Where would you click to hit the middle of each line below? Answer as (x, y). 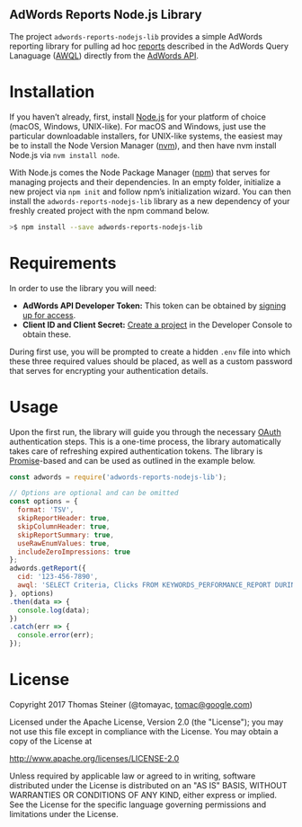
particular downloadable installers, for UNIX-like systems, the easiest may (146, 136)
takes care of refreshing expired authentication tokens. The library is (136, 451)
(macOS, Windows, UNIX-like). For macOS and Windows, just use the (138, 126)
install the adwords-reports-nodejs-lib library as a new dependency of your (150, 200)
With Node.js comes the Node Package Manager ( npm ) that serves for (140, 172)
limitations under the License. (64, 814)
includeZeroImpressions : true (74, 552)
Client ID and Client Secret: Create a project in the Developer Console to (157, 325)
